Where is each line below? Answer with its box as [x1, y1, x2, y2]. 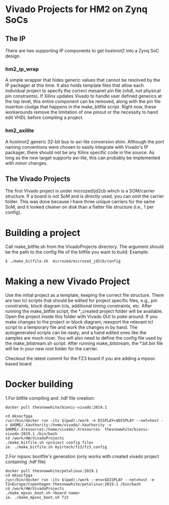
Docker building [5, 378, 73, 390]
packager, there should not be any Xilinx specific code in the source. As [5, 149, 155, 155]
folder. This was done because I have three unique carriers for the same [5, 199, 155, 205]
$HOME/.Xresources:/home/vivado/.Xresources [5, 427, 100, 432]
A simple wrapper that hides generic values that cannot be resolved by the [5, 77, 160, 83]
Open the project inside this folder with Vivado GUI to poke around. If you [5, 313, 158, 320]
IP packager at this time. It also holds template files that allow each [5, 82, 144, 89]
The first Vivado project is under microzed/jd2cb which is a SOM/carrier [5, 188, 155, 194]
